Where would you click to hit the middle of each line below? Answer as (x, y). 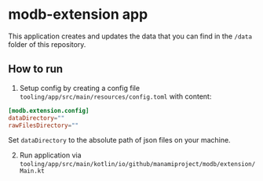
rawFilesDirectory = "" (44, 125)
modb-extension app (78, 14)
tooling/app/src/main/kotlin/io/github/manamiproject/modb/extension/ (137, 165)
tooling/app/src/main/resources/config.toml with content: (115, 96)
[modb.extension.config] (49, 110)
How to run (36, 69)
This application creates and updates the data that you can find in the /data (130, 36)
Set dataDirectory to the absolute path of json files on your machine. (119, 140)
